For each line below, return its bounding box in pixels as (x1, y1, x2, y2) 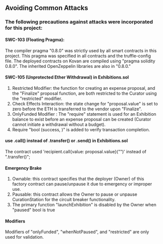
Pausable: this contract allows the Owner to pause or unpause (12, 191, 138, 197)
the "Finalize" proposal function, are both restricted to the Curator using (12, 90, 157, 96)
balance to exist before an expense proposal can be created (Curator (12, 116, 151, 122)
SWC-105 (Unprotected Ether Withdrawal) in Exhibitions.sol (5, 74, 129, 80)
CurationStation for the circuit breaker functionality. (12, 197, 116, 203)
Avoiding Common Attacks (5, 4, 88, 12)
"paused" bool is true (12, 207, 55, 213)
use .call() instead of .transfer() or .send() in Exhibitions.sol (5, 138, 128, 143)
